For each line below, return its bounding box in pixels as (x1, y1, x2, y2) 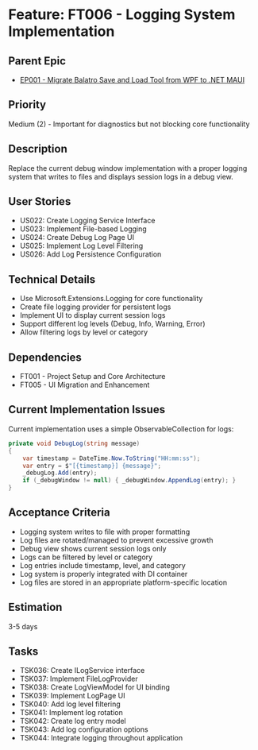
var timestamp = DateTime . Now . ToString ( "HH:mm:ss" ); (22, 454, 201, 462)
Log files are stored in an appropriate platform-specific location (19, 578, 228, 587)
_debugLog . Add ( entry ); (22, 469, 98, 477)
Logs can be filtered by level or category (19, 552, 153, 562)
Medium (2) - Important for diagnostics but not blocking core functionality (8, 119, 250, 129)
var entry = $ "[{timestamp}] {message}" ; (22, 462, 161, 470)
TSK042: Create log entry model (19, 717, 126, 726)
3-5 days (8, 621, 38, 631)
